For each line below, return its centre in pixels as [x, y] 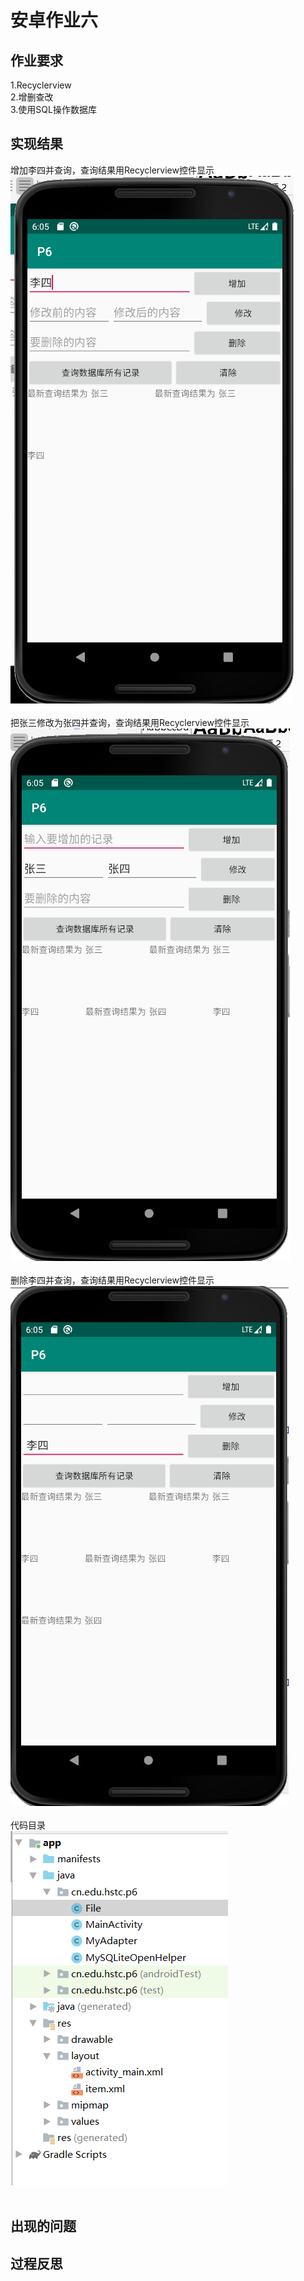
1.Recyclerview [41, 85]
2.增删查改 [32, 97]
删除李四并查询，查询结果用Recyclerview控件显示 [112, 1280]
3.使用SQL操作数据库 [53, 109]
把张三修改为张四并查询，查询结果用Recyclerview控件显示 [130, 722]
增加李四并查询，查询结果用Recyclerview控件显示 [112, 170]
